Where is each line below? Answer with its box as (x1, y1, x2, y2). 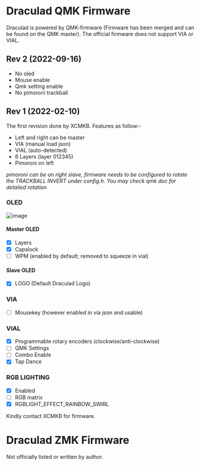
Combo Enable (14, 351, 52, 358)
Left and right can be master (14, 133, 85, 141)
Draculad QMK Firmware (6, 4, 131, 18)
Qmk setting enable (14, 83, 63, 90)
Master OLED (6, 226, 40, 233)
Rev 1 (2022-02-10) (6, 106, 81, 117)
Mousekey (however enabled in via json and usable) (14, 309, 143, 316)
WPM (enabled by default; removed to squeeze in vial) (14, 252, 149, 260)
